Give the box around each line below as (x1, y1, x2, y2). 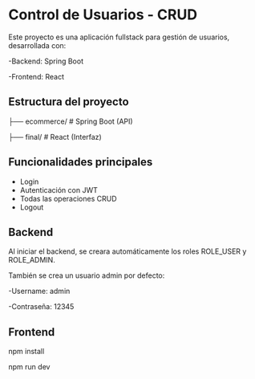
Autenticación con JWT (19, 185, 98, 194)
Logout (19, 202, 44, 212)
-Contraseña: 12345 (8, 302, 75, 312)
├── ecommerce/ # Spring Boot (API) (8, 116, 134, 126)
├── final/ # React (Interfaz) (8, 132, 102, 141)
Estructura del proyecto (8, 95, 130, 109)
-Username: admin (8, 287, 71, 296)
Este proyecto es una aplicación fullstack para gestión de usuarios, (8, 32, 230, 42)
